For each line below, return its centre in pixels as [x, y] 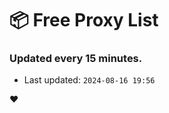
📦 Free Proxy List [84, 20]
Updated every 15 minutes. [76, 59]
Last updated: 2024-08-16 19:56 [89, 80]
